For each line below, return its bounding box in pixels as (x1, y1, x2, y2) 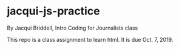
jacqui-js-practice (7, 4, 100, 18)
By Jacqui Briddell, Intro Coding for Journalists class (7, 24, 138, 31)
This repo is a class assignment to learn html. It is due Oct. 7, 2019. (7, 36, 174, 43)
